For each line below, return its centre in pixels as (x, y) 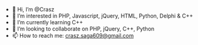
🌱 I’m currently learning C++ (47, 22)
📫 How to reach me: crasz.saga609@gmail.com (73, 36)
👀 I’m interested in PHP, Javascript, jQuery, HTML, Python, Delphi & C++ (102, 16)
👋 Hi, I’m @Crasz (33, 9)
